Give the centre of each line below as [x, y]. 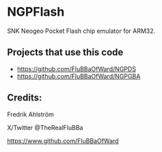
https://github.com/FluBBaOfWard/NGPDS [77, 68]
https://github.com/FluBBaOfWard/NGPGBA [79, 76]
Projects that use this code [65, 52]
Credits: [25, 98]
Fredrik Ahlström [31, 114]
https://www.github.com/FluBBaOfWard [63, 140]
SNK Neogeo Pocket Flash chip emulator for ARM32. [81, 31]
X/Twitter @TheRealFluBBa [45, 127]
